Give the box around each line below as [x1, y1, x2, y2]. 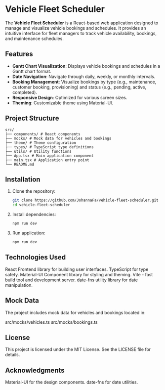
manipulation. [5, 282, 33, 288]
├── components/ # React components [5, 131, 81, 136]
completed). [12, 89, 37, 95]
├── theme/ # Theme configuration [5, 140, 77, 145]
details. [5, 352, 20, 358]
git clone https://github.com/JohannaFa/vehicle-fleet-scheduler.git [12, 198, 159, 203]
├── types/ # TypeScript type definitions [5, 144, 94, 149]
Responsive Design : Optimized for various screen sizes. [12, 94, 127, 100]
